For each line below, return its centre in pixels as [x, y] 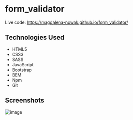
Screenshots [25, 100]
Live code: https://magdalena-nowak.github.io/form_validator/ [66, 22]
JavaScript [23, 64]
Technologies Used [35, 37]
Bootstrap [22, 70]
